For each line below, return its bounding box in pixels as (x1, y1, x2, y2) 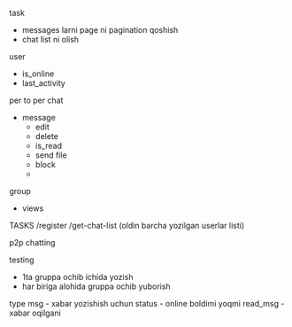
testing (9, 254, 35, 265)
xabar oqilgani (9, 308, 62, 318)
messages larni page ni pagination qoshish (21, 25, 179, 35)
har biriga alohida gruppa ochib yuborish (21, 281, 171, 292)
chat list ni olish (21, 35, 80, 44)
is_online (21, 68, 55, 79)
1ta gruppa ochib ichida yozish (21, 272, 134, 282)
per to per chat (9, 95, 64, 105)
